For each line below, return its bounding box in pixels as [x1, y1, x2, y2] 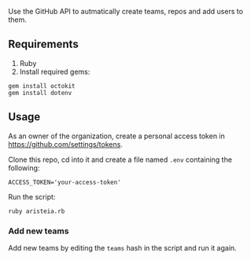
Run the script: [8, 192, 56, 201]
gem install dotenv [8, 89, 72, 97]
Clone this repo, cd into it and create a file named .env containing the [8, 155, 232, 164]
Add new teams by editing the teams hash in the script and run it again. [8, 243, 238, 252]
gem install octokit [8, 82, 76, 90]
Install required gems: [19, 67, 90, 76]
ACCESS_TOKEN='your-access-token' [8, 178, 122, 186]
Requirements [8, 38, 79, 51]
